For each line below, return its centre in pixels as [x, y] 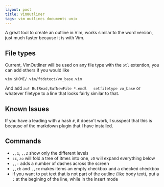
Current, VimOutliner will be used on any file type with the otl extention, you [82, 65]
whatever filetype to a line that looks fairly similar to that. [62, 93]
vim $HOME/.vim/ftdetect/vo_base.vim [44, 79]
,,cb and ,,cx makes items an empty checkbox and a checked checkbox [86, 168]
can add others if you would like [37, 70]
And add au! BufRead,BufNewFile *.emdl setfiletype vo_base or [73, 88]
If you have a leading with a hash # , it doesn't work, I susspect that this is [79, 121]
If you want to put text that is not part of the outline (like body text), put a [85, 174]
